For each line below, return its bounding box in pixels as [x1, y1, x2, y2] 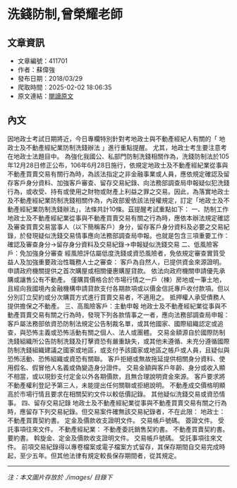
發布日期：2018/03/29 [17, 75, 83, 82]
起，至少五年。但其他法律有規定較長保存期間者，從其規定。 [7, 451, 181, 460]
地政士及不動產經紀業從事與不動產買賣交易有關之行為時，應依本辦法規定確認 [7, 213, 230, 222]
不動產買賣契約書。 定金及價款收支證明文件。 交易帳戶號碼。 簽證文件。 [7, 416, 217, 425]
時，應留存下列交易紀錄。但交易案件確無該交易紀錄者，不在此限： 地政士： [7, 407, 226, 415]
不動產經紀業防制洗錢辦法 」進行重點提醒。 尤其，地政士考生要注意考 [25, 143, 227, 151]
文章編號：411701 [17, 57, 68, 65]
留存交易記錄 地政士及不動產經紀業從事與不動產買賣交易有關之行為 [33, 399, 227, 407]
